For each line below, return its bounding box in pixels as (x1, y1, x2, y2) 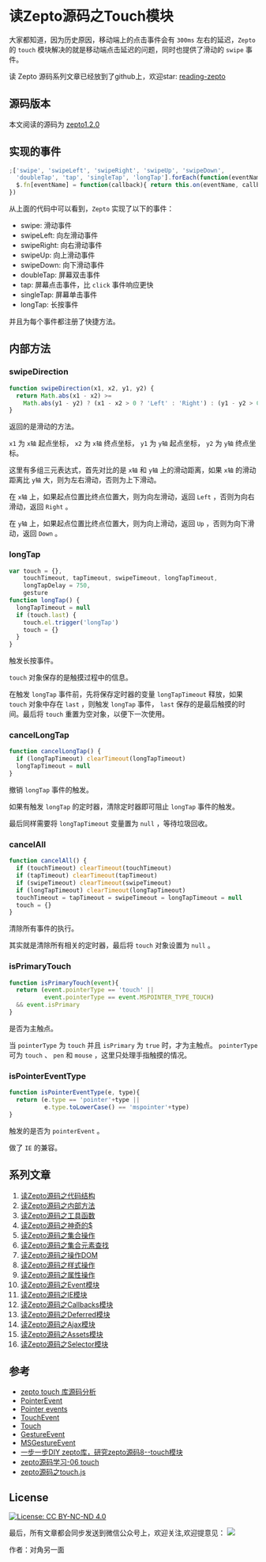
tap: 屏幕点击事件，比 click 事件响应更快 (20, 280, 154, 290)
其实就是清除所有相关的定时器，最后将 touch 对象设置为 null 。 (9, 940, 215, 951)
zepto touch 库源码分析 (20, 1387, 97, 1396)
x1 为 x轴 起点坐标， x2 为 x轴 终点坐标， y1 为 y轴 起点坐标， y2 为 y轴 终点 (9, 439, 249, 448)
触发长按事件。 (9, 656, 58, 665)
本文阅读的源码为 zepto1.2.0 (9, 120, 100, 129)
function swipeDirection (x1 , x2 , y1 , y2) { (9, 384, 155, 392)
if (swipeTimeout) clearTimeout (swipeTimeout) (16, 878, 172, 887)
